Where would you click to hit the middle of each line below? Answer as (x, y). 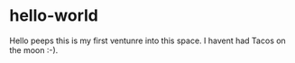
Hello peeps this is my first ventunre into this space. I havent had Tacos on (147, 40)
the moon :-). (34, 49)
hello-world (54, 16)
